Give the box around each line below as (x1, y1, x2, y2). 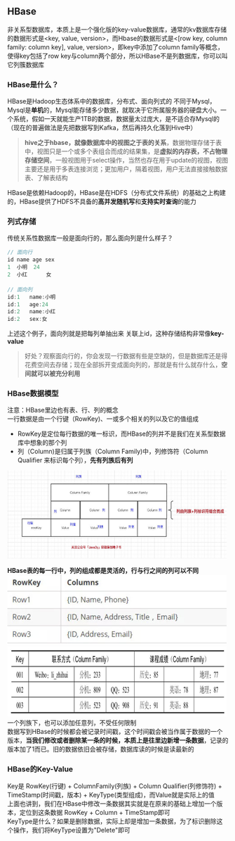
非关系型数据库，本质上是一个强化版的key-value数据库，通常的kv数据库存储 (7, 25, 227, 34)
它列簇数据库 (7, 60, 44, 69)
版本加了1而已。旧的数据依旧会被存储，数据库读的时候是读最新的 (7, 745, 194, 754)
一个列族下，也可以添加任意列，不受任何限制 (7, 719, 137, 727)
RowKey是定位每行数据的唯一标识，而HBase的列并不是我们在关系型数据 (17, 429, 226, 438)
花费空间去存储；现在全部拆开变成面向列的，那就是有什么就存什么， (24, 360, 222, 369)
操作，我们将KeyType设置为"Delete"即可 (13, 826, 131, 834)
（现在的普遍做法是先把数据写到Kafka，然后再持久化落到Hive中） (7, 123, 197, 132)
